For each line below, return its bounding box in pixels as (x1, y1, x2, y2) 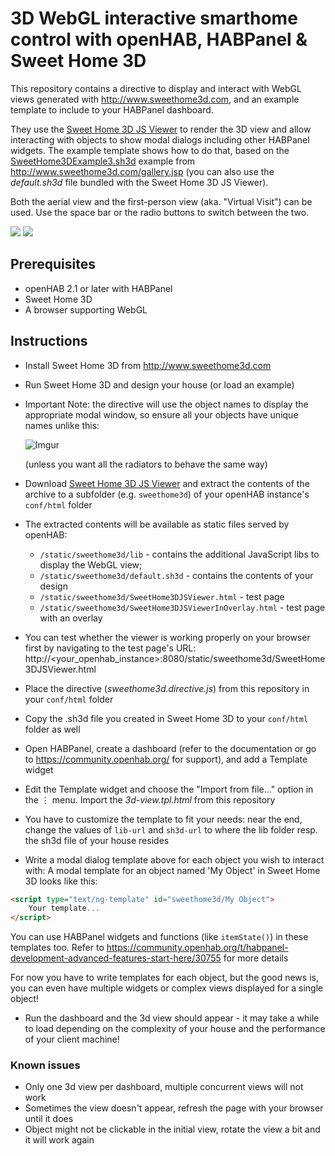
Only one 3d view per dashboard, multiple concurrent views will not (24, 1081, 304, 1093)
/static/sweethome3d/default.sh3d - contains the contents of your (39, 569, 314, 581)
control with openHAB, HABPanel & (10, 28, 308, 51)
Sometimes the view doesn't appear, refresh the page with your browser (24, 1102, 324, 1114)
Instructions (10, 333, 88, 350)
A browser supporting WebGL (24, 303, 148, 316)
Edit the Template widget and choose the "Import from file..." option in (24, 783, 314, 795)
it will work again (24, 1134, 95, 1146)
